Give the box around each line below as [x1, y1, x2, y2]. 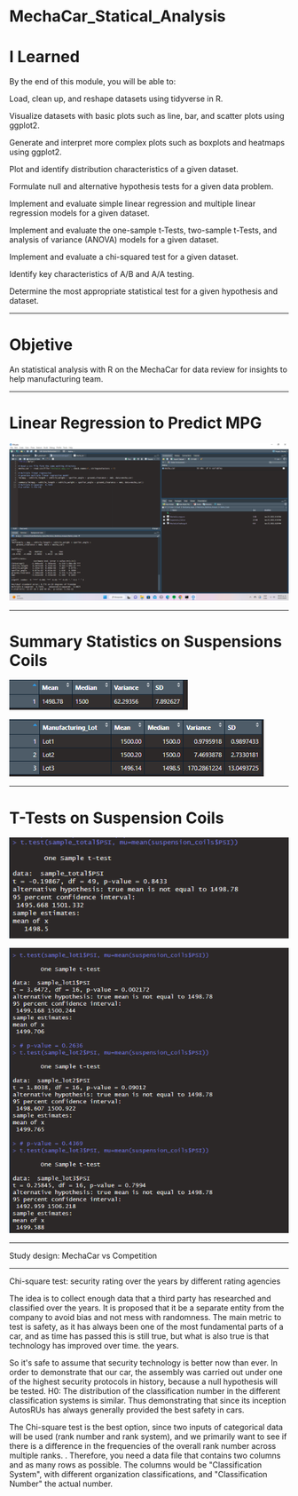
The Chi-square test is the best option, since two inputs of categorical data [9, 1421, 284, 1432]
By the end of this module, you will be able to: [9, 76, 176, 87]
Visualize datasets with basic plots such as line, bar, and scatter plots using [9, 111, 285, 122]
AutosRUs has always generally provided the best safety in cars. [9, 1405, 245, 1415]
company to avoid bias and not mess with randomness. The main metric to [9, 1311, 282, 1322]
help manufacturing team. [9, 374, 104, 384]
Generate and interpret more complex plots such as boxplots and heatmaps [9, 138, 286, 148]
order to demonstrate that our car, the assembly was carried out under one [9, 1366, 283, 1377]
